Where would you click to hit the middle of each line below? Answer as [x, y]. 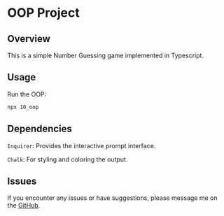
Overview [29, 39]
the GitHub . [24, 206]
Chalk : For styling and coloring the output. [68, 159]
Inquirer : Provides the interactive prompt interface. [82, 145]
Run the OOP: [27, 94]
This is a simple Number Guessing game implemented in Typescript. [106, 55]
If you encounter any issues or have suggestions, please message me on [112, 198]
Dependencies [40, 129]
